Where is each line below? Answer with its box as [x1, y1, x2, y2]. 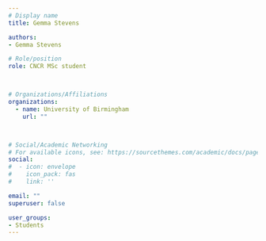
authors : [8, 33, 37, 41]
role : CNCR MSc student [8, 63, 87, 71]
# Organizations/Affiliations [8, 90, 108, 99]
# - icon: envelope [8, 163, 77, 171]
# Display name [8, 11, 59, 20]
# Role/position [8, 55, 62, 63]
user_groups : [8, 213, 51, 222]
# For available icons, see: [8, 148, 104, 156]
